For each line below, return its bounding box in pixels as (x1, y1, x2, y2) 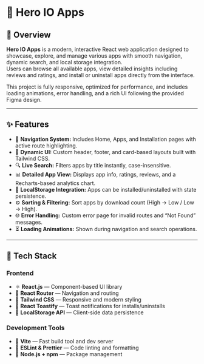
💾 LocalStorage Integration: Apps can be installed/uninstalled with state (15, 186, 197, 193)
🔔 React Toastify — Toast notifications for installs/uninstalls (15, 302, 165, 309)
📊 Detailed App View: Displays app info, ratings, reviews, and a (15, 170, 176, 178)
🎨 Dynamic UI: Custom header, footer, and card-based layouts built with (15, 148, 196, 155)
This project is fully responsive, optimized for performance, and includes (6, 83, 188, 90)
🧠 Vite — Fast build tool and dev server (15, 337, 114, 345)
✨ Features (6, 120, 49, 130)
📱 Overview (6, 30, 51, 40)
